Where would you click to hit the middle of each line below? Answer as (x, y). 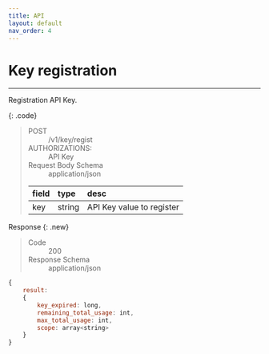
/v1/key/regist (70, 140)
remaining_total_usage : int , (86, 313)
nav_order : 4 (30, 31)
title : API (26, 16)
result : (35, 291)
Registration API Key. (43, 100)
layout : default (35, 23)
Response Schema (59, 260)
